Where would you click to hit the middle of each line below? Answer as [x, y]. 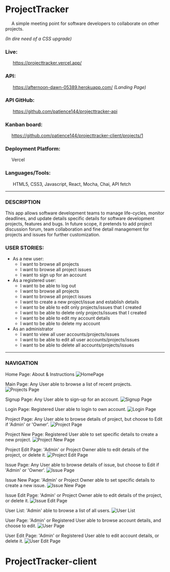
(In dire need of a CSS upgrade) [38, 39]
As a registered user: [34, 280]
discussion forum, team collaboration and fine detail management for [77, 229]
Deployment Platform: [33, 149]
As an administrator [33, 329]
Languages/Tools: [28, 173]
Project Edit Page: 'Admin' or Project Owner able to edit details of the [77, 449]
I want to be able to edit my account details [65, 318]
